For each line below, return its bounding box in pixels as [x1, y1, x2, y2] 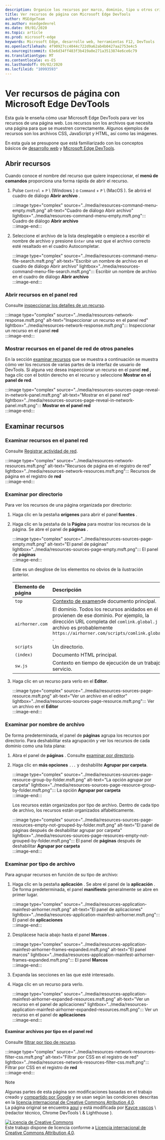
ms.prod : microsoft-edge [5, 35, 56, 40]
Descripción [52, 587, 82, 593]
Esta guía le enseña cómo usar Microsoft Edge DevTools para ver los [5, 114, 144, 121]
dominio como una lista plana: [5, 743, 66, 749]
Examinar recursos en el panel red [5, 437, 88, 444]
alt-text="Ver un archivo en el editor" [53, 693, 128, 699]
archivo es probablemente [52, 624, 113, 631]
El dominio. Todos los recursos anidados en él [52, 606, 158, 613]
